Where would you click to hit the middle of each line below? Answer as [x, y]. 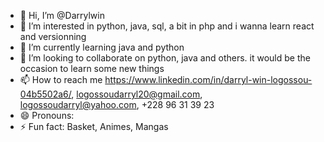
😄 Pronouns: [47, 115]
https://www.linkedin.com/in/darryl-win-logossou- [208, 79]
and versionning [53, 36]
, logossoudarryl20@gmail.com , [137, 94]
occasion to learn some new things [92, 68]
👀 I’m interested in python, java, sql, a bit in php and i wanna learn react [167, 26]
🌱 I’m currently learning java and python [102, 47]
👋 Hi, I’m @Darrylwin [62, 15]
